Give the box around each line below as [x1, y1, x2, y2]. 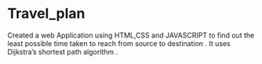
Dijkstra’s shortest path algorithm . [7, 47, 118, 56]
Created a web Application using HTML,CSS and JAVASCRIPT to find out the [7, 30, 255, 40]
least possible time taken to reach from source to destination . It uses [7, 38, 231, 48]
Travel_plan [7, 5, 86, 23]
